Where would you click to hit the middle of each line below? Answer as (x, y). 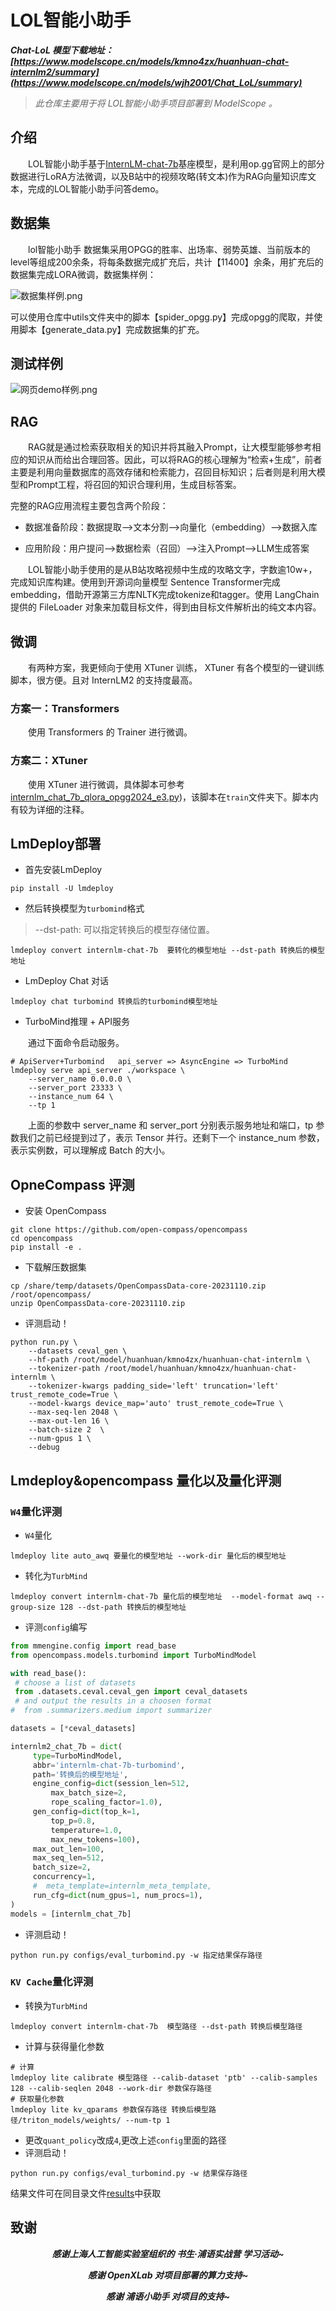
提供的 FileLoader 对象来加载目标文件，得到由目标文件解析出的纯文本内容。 (166, 607)
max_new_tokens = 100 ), (95, 1839)
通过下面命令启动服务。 (76, 1043)
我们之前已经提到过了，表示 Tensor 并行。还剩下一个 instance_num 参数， (171, 1138)
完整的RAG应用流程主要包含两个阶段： (89, 506)
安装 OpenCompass (65, 1211)
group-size (33, 1607)
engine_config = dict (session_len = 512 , (111, 1784)
